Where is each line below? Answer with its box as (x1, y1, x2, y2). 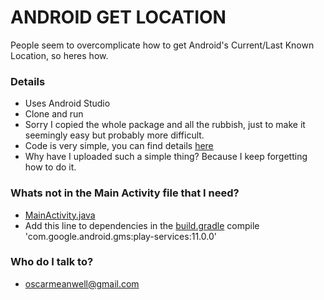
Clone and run (24, 108, 84, 120)
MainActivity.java (24, 209, 96, 221)
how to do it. (24, 161, 77, 173)
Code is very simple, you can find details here (24, 140, 214, 152)
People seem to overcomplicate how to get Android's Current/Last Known (10, 39, 315, 51)
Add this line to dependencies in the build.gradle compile (24, 219, 260, 231)
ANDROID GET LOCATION (10, 6, 227, 29)
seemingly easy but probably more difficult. (24, 129, 205, 141)
